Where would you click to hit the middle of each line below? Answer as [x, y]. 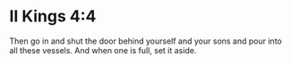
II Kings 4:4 [53, 16]
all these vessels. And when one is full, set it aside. [103, 50]
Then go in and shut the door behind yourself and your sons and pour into [145, 41]
